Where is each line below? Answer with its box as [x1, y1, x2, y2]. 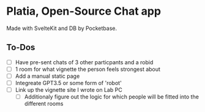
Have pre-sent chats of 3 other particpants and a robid [15, 58, 154, 65]
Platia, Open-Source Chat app [6, 4, 161, 18]
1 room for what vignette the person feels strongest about [15, 65, 161, 73]
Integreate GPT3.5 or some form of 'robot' [15, 79, 122, 86]
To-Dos [6, 42, 35, 53]
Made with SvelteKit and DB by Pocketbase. [6, 24, 117, 32]
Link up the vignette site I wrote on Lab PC [15, 86, 122, 93]
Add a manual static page [15, 72, 80, 80]
